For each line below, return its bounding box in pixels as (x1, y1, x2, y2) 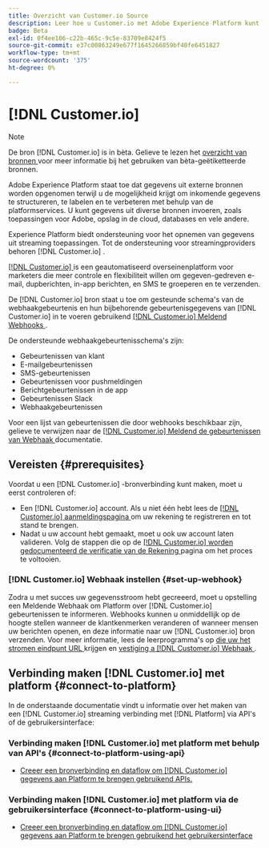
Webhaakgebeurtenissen (19, 402, 102, 412)
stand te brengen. (19, 520, 79, 529)
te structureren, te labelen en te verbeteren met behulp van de (8, 197, 214, 207)
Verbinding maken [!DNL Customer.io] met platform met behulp (8, 737, 260, 749)
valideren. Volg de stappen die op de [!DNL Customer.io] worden (19, 537, 234, 547)
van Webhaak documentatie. (8, 434, 102, 444)
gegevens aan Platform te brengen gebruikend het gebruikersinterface (19, 830, 253, 841)
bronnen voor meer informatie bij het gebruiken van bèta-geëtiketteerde (8, 155, 247, 165)
